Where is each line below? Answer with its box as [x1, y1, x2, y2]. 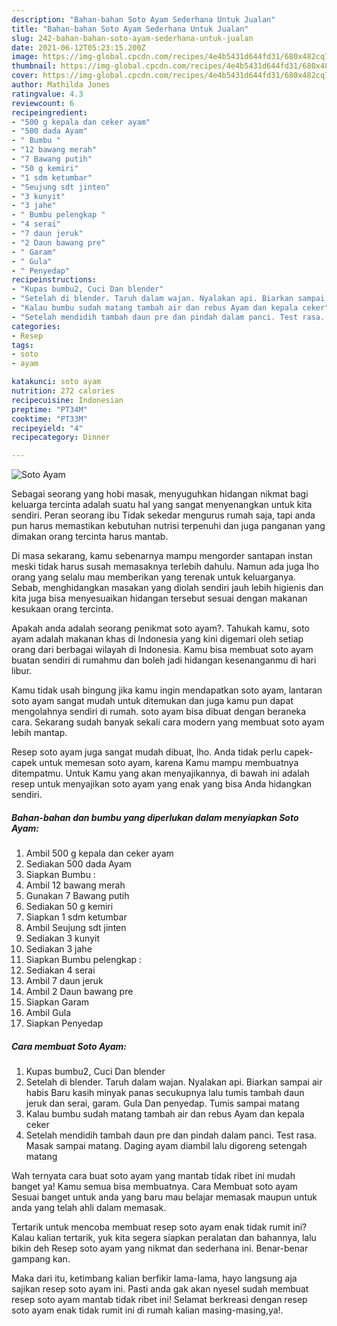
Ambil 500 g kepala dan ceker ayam [25, 847, 174, 860]
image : [11, 52, 39, 62]
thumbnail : [11, 61, 57, 71]
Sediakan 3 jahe [25, 943, 93, 955]
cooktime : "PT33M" [11, 414, 88, 424]
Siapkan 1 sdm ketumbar [25, 911, 128, 923]
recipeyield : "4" [11, 423, 84, 433]
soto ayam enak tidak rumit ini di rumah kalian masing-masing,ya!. [11, 1304, 284, 1316]
